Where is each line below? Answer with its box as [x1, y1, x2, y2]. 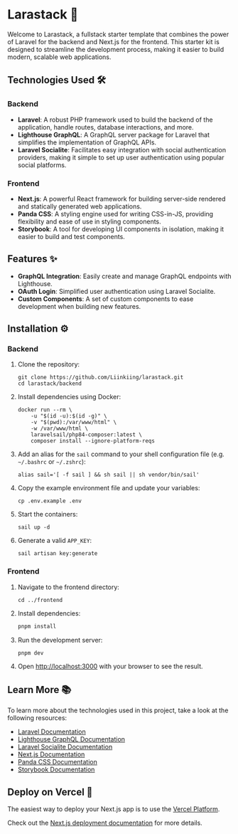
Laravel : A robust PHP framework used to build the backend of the [17, 115, 213, 124]
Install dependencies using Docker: [17, 393, 121, 401]
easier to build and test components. [17, 232, 126, 241]
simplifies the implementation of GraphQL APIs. [17, 138, 157, 147]
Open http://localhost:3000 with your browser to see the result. [17, 662, 204, 671]
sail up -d [17, 524, 50, 531]
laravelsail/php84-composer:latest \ [31, 431, 142, 438]
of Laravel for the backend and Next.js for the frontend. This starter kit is [7, 37, 220, 46]
